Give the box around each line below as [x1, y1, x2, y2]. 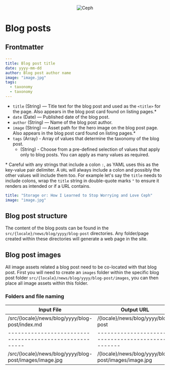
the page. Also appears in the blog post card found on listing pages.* [12, 108, 157, 114]
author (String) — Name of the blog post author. [12, 119, 113, 125]
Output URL [120, 306, 149, 313]
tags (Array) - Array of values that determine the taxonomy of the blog [12, 135, 159, 142]
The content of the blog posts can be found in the [5, 225, 109, 231]
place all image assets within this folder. [5, 280, 89, 286]
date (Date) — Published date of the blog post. [12, 114, 110, 120]
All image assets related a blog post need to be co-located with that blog [5, 264, 157, 270]
